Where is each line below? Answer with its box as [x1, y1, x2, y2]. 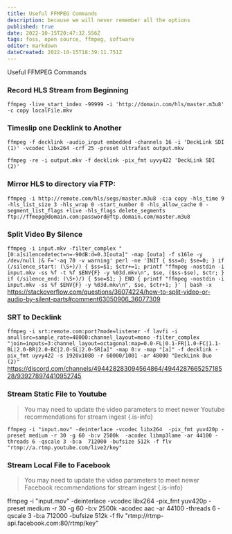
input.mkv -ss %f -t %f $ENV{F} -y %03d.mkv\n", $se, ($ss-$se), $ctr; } [7, 269, 225, 276]
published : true [7, 23, 54, 30]
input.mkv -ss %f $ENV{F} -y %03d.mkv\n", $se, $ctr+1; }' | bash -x [7, 282, 213, 289]
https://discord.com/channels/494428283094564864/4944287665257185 [7, 365, 222, 373]
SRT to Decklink [7, 312, 62, 322]
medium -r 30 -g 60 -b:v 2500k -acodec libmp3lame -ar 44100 [28, 432, 213, 439]
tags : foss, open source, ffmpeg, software [7, 36, 135, 43]
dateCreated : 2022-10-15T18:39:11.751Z [7, 49, 123, 56]
